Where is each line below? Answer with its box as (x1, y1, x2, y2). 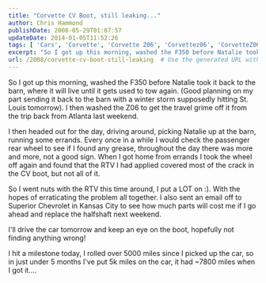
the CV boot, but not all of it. (8, 168, 101, 178)
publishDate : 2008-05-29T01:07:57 (8, 26, 123, 34)
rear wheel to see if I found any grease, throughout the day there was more (8, 143, 253, 153)
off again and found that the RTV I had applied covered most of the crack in (8, 160, 255, 170)
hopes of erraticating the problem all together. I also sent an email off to (8, 192, 242, 202)
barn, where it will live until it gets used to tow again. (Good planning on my (8, 86, 253, 95)
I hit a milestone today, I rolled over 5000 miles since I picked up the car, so (8, 248, 254, 258)
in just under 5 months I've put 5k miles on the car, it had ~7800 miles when (8, 257, 256, 266)
